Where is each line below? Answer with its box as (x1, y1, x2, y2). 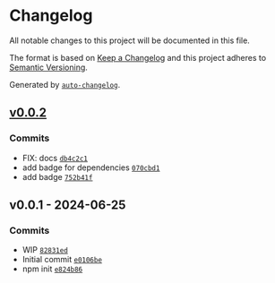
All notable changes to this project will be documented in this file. (9, 35, 251, 46)
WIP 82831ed (21, 244, 69, 255)
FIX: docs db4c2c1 (21, 152, 88, 163)
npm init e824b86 (21, 263, 83, 274)
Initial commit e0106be (21, 254, 103, 265)
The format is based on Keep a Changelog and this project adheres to (9, 52, 267, 63)
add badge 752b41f (21, 171, 93, 182)
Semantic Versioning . (9, 62, 88, 73)
